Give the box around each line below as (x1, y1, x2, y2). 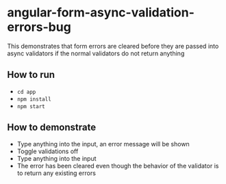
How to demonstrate (7, 122, 97, 133)
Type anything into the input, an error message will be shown (16, 140, 190, 148)
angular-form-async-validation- (7, 5, 195, 21)
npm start (16, 103, 46, 110)
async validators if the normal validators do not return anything (7, 49, 185, 57)
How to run (7, 69, 55, 81)
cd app (16, 88, 36, 95)
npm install (16, 96, 51, 103)
